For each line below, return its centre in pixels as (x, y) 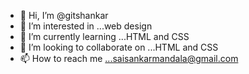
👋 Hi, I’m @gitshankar (64, 15)
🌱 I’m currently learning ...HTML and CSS (104, 36)
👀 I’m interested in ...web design (86, 26)
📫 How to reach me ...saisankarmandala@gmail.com (129, 58)
